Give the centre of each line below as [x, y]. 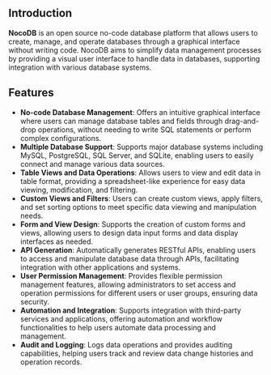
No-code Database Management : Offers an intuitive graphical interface [140, 112]
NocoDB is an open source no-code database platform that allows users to [133, 32]
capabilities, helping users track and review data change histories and [136, 353]
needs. [32, 215]
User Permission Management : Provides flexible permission [121, 275]
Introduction [40, 13]
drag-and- [242, 121]
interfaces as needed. [56, 241]
